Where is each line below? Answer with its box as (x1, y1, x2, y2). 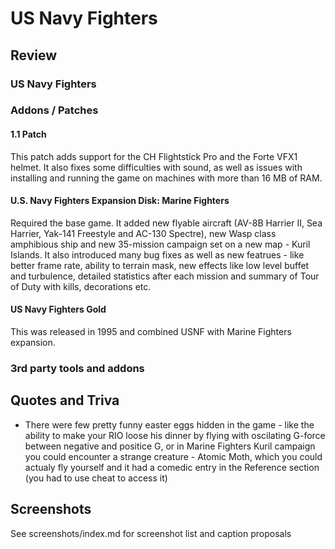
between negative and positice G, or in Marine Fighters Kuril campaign (24, 440, 316, 452)
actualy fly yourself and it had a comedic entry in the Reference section (24, 461, 320, 473)
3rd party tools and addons (10, 361, 145, 375)
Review (10, 47, 58, 64)
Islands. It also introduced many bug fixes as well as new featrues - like (10, 248, 305, 261)
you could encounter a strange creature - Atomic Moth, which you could (24, 450, 323, 462)
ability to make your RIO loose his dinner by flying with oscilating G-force (24, 429, 326, 441)
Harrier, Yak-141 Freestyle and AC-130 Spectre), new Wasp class (10, 227, 277, 239)
